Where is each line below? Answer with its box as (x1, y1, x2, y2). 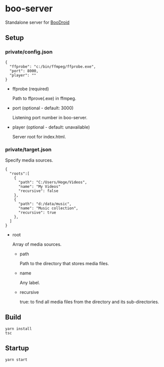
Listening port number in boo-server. (12, 114, 87, 120)
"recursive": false (18, 188, 58, 193)
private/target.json (5, 146, 52, 153)
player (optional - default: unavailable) (12, 124, 90, 130)
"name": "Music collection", (18, 206, 79, 211)
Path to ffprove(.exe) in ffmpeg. (12, 95, 77, 101)
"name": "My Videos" (18, 184, 61, 189)
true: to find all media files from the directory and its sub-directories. (19, 299, 160, 305)
